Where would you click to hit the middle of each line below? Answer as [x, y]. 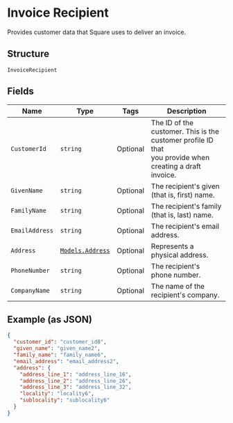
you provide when [180, 157]
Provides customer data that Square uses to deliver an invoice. [97, 32]
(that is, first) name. [183, 195]
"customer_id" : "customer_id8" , [60, 342]
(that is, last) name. [182, 215]
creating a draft [176, 166]
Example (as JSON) [50, 319]
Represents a [172, 246]
